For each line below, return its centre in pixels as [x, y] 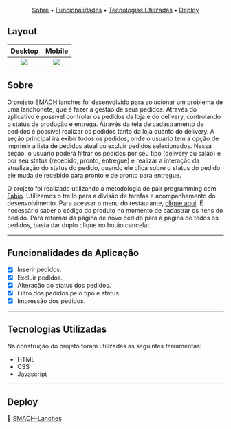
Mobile [57, 51]
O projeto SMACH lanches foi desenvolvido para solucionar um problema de [115, 102]
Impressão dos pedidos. [51, 301]
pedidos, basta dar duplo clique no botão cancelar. [79, 225]
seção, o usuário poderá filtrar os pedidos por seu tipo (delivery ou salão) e [114, 153]
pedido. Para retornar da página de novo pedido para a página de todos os [113, 218]
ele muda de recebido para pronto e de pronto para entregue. [94, 175]
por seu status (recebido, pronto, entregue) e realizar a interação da [103, 160]
